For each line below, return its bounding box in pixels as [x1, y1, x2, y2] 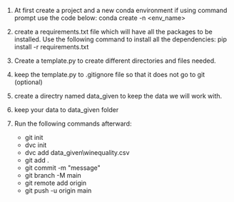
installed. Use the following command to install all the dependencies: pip [14, 35, 227, 44]
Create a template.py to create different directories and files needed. [14, 56, 216, 65]
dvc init [24, 141, 47, 149]
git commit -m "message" [24, 163, 101, 172]
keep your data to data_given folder [14, 106, 119, 113]
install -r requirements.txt [14, 43, 89, 51]
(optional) [14, 78, 43, 86]
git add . [24, 156, 50, 164]
